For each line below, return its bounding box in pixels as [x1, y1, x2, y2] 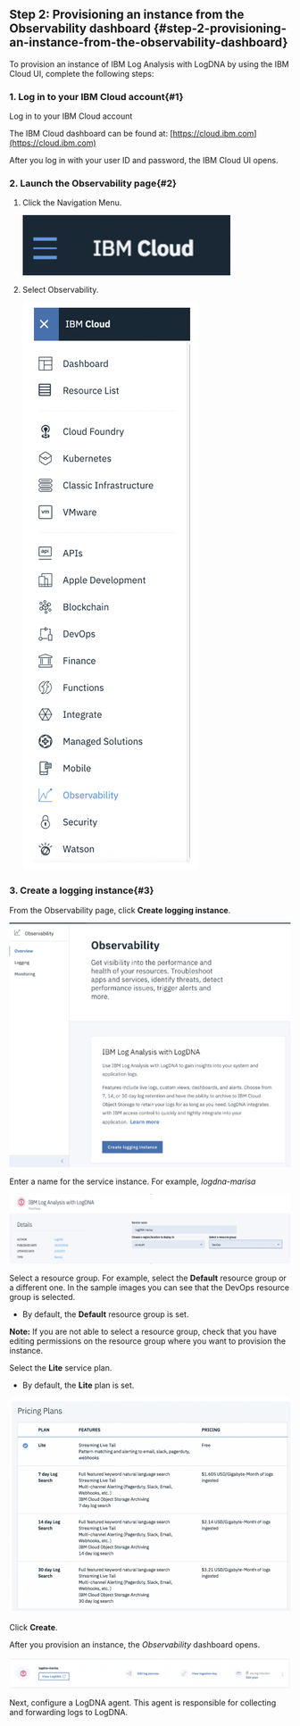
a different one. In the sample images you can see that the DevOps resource [9, 1282, 290, 1293]
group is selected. [9, 1292, 76, 1303]
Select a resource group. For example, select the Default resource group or [9, 1272, 287, 1284]
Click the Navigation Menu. [21, 197, 122, 208]
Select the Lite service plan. [9, 1363, 112, 1373]
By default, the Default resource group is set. [21, 1309, 189, 1320]
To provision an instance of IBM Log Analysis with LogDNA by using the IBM [9, 58, 289, 70]
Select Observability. [21, 285, 99, 296]
